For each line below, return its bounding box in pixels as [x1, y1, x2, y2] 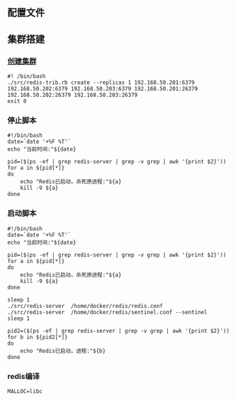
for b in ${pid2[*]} [7, 333, 69, 341]
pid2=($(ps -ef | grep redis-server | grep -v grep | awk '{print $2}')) [7, 327, 230, 334]
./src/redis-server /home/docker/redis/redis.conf [7, 302, 163, 309]
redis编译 [7, 371, 40, 381]
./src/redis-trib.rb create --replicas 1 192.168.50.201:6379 [7, 79, 195, 87]
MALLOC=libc [7, 387, 43, 395]
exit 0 [7, 98, 27, 105]
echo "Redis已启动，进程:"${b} [20, 347, 106, 354]
